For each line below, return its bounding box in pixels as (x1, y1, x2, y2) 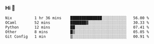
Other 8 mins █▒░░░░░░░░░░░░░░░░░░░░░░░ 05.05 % (5, 29, 149, 34)
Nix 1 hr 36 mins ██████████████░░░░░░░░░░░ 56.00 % (5, 16, 149, 21)
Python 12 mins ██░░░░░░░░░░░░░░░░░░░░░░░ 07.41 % (5, 25, 149, 30)
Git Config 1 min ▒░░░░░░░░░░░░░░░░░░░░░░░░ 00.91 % (5, 34, 149, 39)
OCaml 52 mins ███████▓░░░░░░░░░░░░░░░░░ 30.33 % (5, 20, 149, 25)
